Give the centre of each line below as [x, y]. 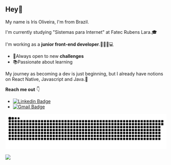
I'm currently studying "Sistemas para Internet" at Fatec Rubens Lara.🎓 [81, 32]
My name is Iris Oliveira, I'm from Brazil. [47, 22]
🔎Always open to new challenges [48, 56]
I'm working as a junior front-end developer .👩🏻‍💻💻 [60, 44]
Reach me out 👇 [23, 89]
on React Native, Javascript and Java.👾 [47, 79]
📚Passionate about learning [42, 61]
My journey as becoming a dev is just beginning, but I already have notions [84, 74]
